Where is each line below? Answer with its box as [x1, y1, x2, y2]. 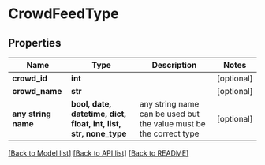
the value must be [139, 118, 207, 129]
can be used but [139, 108, 200, 119]
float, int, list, [70, 118, 121, 129]
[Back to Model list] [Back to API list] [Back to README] [8, 148, 189, 158]
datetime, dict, [70, 108, 127, 119]
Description [151, 60, 197, 70]
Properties [8, 36, 62, 50]
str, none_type [70, 128, 127, 139]
